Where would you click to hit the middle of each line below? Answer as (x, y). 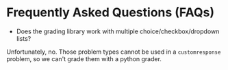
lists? (24, 38)
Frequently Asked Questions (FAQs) (111, 13)
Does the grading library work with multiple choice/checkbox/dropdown (118, 31)
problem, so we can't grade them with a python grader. (84, 58)
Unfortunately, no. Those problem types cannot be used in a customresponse (114, 52)
